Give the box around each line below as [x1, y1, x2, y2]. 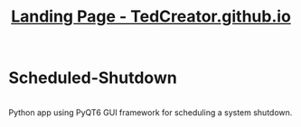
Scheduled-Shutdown [8, 68, 177, 88]
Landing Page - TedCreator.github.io [11, 6, 291, 27]
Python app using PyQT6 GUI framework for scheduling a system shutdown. [8, 106, 293, 118]
